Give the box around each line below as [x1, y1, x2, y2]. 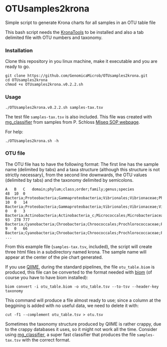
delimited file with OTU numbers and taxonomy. [5, 34, 103, 40]
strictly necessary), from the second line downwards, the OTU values [5, 172, 148, 178]
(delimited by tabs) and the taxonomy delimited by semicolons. [5, 177, 134, 183]
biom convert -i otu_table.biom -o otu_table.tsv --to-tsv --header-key [5, 284, 159, 289]
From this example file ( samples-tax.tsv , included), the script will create [5, 243, 153, 250]
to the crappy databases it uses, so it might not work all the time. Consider [5, 326, 158, 332]
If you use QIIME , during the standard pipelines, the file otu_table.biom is [5, 264, 155, 270]
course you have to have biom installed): [5, 274, 88, 280]
